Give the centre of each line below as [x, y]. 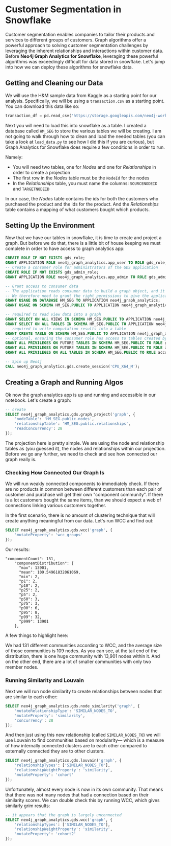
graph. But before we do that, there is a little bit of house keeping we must [83, 243]
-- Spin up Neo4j [24, 362]
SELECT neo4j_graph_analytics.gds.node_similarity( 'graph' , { [73, 706]
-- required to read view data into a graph [53, 315]
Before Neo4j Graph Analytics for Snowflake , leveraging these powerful [82, 56]
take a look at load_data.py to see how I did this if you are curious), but [80, 142]
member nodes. [22, 667]
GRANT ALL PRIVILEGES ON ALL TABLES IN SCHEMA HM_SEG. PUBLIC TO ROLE [81, 353]
